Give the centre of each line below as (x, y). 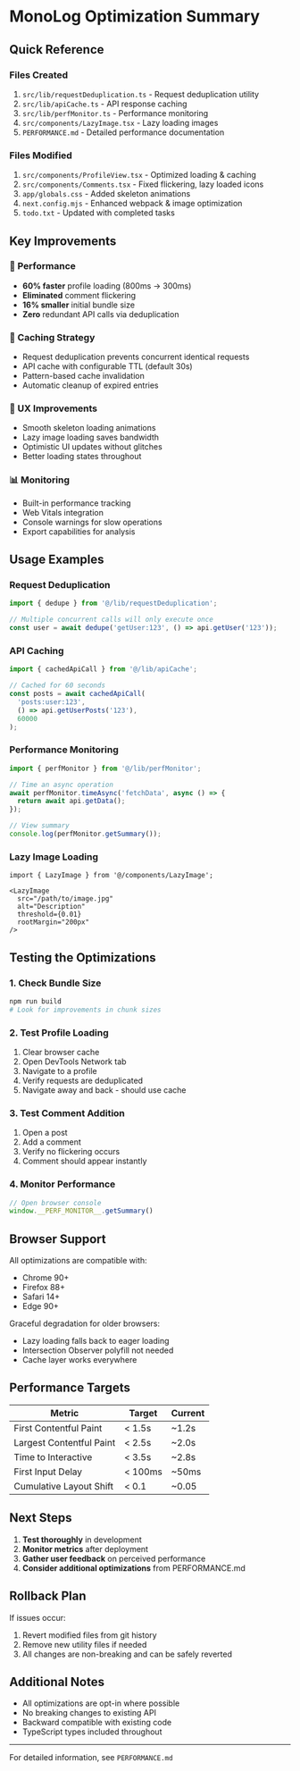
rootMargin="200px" (54, 922)
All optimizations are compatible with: (78, 1261)
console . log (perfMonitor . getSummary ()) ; (86, 834)
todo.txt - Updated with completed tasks (99, 213)
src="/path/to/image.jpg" (66, 899)
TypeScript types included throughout (92, 1732)
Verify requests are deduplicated (83, 1080)
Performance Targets (70, 1388)
